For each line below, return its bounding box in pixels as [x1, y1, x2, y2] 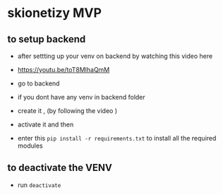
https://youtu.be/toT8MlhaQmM [17, 66, 110, 73]
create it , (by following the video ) [17, 107, 118, 114]
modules [17, 141, 44, 150]
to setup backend [7, 33, 86, 45]
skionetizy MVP [7, 5, 102, 21]
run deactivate [17, 180, 61, 189]
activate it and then [17, 120, 74, 129]
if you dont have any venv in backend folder [17, 93, 146, 101]
